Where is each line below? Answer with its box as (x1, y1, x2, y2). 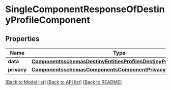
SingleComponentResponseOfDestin (5, 4, 165, 15)
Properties (5, 34, 40, 43)
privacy (8, 66, 27, 73)
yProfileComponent (5, 14, 91, 26)
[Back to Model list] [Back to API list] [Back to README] (5, 79, 122, 85)
